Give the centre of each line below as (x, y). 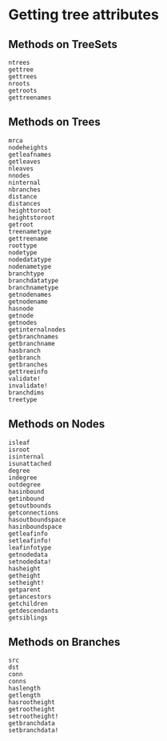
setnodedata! (30, 562)
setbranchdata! (34, 731)
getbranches (28, 364)
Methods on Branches (64, 642)
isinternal (26, 457)
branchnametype (34, 287)
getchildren (28, 603)
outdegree (25, 485)
